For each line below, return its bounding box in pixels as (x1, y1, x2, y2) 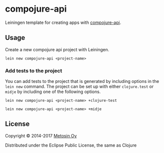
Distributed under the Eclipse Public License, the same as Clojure (5, 142, 137, 148)
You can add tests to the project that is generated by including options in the (5, 78, 159, 84)
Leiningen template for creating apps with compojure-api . (5, 19, 121, 25)
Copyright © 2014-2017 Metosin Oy (5, 133, 77, 138)
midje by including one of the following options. (5, 89, 101, 95)
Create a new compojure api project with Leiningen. (5, 46, 109, 52)
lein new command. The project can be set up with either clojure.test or (5, 84, 154, 90)
